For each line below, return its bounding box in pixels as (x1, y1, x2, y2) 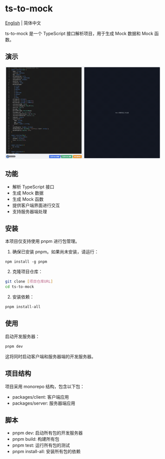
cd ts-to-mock (5, 284, 34, 289)
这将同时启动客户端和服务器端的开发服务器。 (5, 353, 96, 359)
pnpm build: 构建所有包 (12, 436, 60, 442)
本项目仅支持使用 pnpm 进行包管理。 (5, 238, 80, 244)
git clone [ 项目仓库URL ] (5, 279, 53, 284)
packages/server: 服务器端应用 (12, 400, 75, 406)
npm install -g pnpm (5, 259, 48, 265)
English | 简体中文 (5, 20, 41, 26)
